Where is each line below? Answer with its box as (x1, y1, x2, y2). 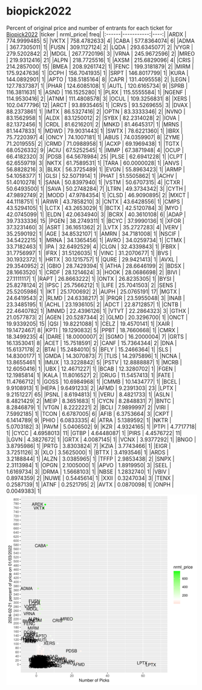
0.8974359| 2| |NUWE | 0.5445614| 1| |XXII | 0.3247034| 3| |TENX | (6, 474, 174, 482)
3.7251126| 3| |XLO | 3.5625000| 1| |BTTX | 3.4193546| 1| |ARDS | (6, 448, 169, 456)
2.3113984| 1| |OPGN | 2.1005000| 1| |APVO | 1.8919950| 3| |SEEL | (6, 461, 171, 468)
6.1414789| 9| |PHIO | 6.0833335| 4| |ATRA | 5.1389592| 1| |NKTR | (6, 416, 172, 424)
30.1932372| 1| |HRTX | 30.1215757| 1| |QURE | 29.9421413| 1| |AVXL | (6, 255, 178, 263)
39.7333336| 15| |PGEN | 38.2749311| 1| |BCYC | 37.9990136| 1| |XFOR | (6, 217, 184, 225)
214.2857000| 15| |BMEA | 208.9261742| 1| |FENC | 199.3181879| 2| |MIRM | (6, 62, 194, 70)
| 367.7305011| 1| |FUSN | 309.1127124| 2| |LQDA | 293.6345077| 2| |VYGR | (6, 44, 194, 51)
